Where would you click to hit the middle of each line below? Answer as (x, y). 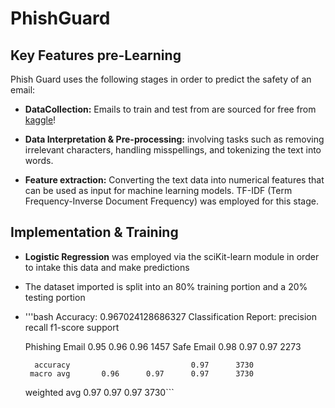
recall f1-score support (72, 327)
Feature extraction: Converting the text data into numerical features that (174, 180)
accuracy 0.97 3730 (144, 365)
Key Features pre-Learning (96, 55)
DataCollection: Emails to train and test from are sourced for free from (170, 109)
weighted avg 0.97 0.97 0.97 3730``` (99, 392)
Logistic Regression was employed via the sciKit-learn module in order (172, 256)
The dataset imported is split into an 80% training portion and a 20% (166, 286)
